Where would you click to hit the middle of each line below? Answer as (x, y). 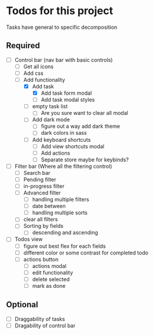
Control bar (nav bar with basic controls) (63, 59)
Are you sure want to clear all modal (84, 113)
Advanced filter (42, 193)
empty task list (50, 107)
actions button (41, 259)
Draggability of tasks (40, 319)
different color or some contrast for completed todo (86, 253)
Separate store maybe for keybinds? (85, 160)
